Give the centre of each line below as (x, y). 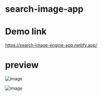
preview (22, 65)
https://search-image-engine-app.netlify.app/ (51, 45)
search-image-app (44, 9)
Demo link (26, 32)
